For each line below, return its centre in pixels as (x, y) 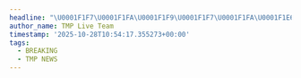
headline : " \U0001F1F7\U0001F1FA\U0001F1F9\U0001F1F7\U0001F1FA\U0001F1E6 (152, 17)
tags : (19, 43)
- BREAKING (38, 51)
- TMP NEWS (38, 59)
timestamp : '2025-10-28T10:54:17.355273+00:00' (100, 34)
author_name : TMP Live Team (62, 26)
